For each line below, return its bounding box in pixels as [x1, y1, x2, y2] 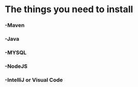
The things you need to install [5, 4, 133, 15]
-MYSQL [5, 49, 27, 56]
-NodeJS [5, 63, 28, 70]
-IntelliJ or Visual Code [5, 76, 63, 83]
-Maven [5, 22, 25, 29]
